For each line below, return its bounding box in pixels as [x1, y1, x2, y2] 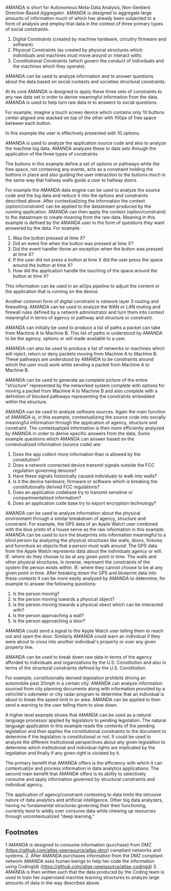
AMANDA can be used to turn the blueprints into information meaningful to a [5, 532, 166, 538]
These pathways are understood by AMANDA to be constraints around [5, 356, 154, 362]
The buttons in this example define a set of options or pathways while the [5, 161, 160, 167]
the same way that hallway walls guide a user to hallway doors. [5, 177, 138, 183]
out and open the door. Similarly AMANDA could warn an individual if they [5, 633, 161, 639]
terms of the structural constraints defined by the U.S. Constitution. [5, 665, 147, 671]
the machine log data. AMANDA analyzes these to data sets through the [5, 145, 157, 151]
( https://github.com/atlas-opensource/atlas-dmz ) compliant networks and [5, 847, 161, 853]
